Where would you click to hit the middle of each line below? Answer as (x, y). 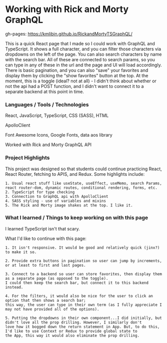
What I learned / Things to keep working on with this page (77, 218)
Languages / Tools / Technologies (47, 104)
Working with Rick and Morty (67, 9)
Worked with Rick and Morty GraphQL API (48, 145)
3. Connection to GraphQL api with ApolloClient (57, 196)
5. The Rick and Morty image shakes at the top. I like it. (69, 205)
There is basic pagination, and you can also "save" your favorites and (77, 70)
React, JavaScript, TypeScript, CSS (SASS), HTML (57, 116)
